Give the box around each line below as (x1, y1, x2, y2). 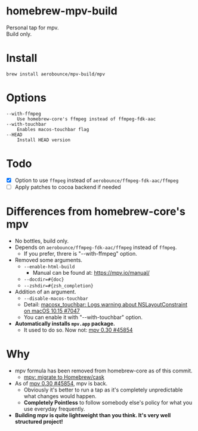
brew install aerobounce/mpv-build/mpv (6, 71, 106, 77)
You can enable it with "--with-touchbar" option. (23, 313, 143, 321)
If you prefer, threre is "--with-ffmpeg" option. (23, 250, 137, 257)
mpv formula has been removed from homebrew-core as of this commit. (14, 367, 193, 374)
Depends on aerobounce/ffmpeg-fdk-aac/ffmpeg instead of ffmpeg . (14, 244, 177, 251)
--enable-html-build (23, 263, 75, 270)
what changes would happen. (23, 392, 97, 399)
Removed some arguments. (14, 256, 82, 263)
